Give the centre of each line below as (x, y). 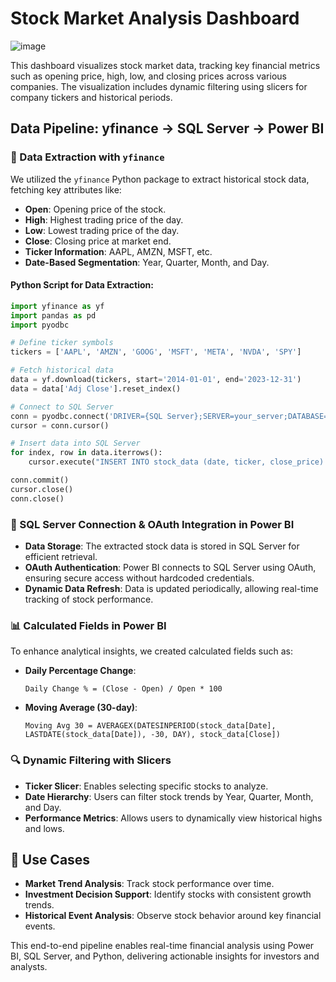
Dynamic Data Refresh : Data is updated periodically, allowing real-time (171, 588)
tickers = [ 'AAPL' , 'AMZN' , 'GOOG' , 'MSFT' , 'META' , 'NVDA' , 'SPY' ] (156, 352)
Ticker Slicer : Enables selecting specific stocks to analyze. (146, 786)
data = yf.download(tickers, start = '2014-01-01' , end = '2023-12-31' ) (156, 380)
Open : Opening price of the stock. (95, 209)
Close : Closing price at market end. (98, 241)
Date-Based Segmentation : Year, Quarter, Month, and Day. (147, 262)
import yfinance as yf (57, 306)
